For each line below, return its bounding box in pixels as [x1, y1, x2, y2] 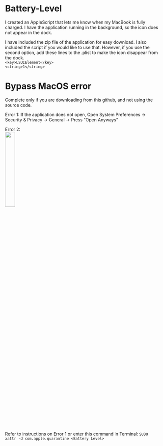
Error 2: [5, 126, 21, 132]
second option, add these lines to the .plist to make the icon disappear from [5, 50, 158, 56]
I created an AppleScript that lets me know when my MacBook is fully [5, 19, 146, 25]
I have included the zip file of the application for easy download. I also [5, 39, 147, 45]
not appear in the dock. [5, 29, 53, 35]
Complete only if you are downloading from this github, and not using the [5, 97, 153, 103]
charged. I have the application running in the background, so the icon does [5, 24, 159, 30]
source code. [5, 102, 32, 108]
